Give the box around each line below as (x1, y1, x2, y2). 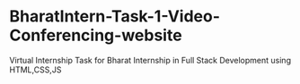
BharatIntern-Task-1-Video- (9, 6, 221, 27)
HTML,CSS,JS (9, 64, 62, 75)
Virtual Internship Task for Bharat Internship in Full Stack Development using (9, 55, 292, 65)
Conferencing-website (9, 25, 182, 46)
